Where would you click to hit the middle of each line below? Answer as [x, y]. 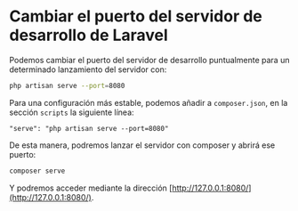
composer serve [37, 171]
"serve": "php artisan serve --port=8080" [89, 128]
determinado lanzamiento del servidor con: [88, 69]
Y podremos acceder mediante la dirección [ [91, 188]
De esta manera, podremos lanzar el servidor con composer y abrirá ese [142, 145]
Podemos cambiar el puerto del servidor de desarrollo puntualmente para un [149, 60]
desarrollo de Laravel [89, 35]
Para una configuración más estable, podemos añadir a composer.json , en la [149, 102]
